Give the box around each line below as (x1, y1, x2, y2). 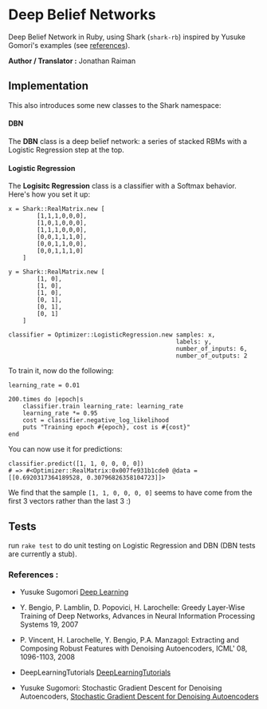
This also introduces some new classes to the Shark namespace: (8, 100, 222, 110)
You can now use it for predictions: (8, 444, 123, 454)
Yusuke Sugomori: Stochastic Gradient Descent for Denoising (19, 683, 222, 693)
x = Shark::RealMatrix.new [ (8, 205, 105, 213)
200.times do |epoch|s (8, 396, 84, 404)
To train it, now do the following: (8, 366, 114, 376)
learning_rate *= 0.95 (22, 409, 98, 417)
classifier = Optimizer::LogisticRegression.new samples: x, (8, 331, 216, 339)
